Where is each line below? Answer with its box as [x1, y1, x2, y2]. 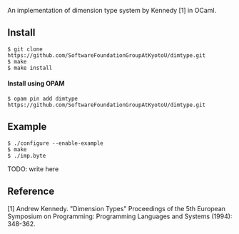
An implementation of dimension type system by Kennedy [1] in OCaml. [7, 6, 217, 14]
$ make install [7, 64, 53, 71]
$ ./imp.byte [7, 152, 46, 159]
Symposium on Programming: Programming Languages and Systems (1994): [7, 212, 233, 220]
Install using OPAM [7, 79, 66, 88]
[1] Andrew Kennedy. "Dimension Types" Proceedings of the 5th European [7, 204, 226, 213]
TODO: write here [7, 164, 59, 173]
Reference [7, 185, 55, 198]
